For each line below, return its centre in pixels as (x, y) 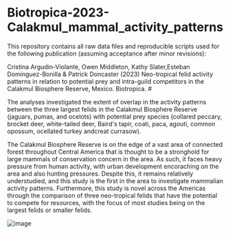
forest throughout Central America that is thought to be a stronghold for (108, 152)
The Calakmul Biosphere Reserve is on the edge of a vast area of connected (115, 144)
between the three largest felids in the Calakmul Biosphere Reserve (102, 109)
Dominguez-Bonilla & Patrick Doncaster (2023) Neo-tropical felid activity (110, 74)
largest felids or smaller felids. (50, 210)
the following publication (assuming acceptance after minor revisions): (107, 54)
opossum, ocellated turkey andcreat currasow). (74, 131)
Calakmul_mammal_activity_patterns (115, 27)
